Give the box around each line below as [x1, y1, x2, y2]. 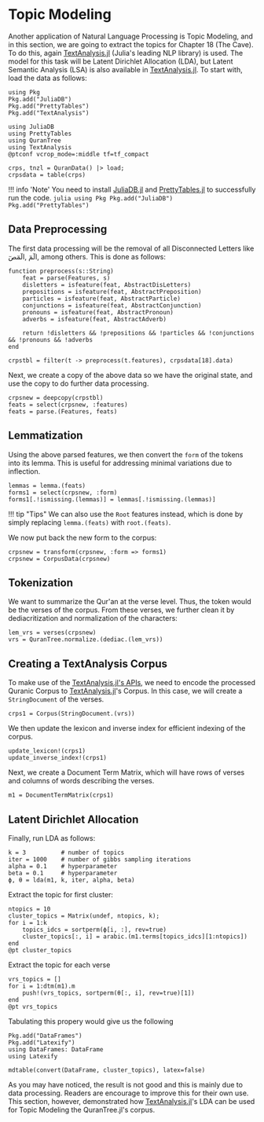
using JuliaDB [8, 123, 55, 130]
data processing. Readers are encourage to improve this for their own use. [8, 1088, 249, 1098]
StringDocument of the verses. [8, 695, 104, 704]
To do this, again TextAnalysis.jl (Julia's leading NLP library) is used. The [8, 48, 244, 57]
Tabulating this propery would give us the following [8, 1017, 174, 1026]
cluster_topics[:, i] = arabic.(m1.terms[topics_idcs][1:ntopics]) [22, 933, 247, 940]
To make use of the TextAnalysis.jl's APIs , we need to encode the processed [8, 678, 256, 687]
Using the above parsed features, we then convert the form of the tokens [8, 449, 244, 459]
